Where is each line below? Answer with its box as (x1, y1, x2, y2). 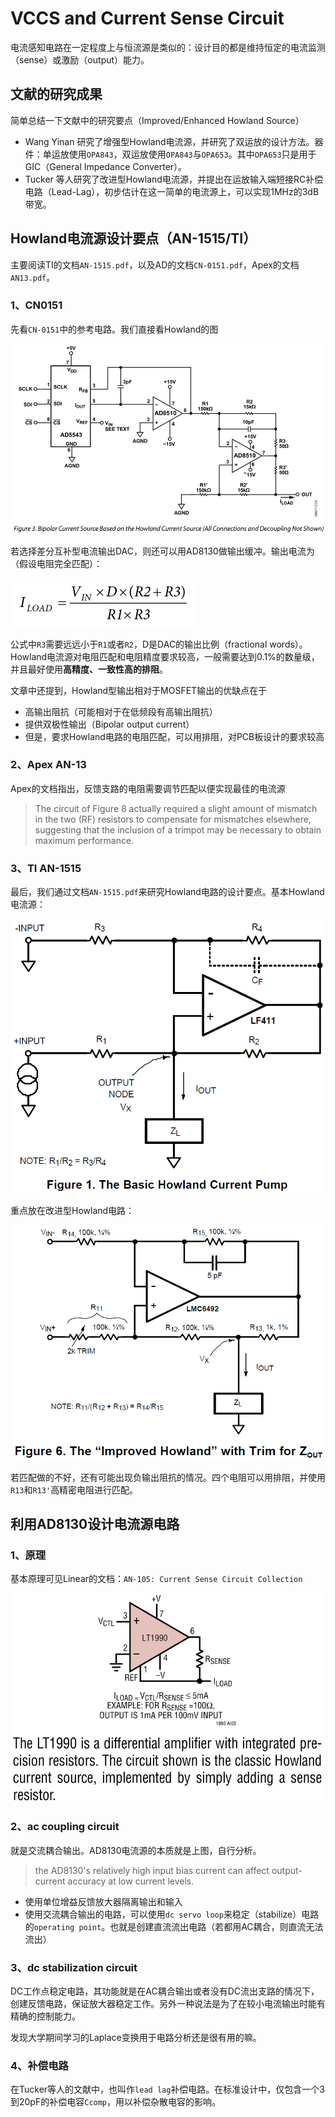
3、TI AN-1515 (10, 861, 82, 875)
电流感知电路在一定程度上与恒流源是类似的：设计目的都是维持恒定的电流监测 (10, 41, 326, 53)
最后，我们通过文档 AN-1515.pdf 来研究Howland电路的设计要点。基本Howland (10, 886, 325, 898)
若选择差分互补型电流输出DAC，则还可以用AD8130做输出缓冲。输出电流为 (10, 545, 315, 557)
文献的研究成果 (10, 86, 103, 103)
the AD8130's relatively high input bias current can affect (34, 1864, 270, 1876)
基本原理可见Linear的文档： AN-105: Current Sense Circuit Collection (10, 1573, 303, 1585)
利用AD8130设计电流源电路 (10, 1516, 180, 1533)
